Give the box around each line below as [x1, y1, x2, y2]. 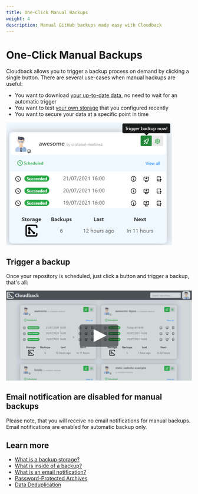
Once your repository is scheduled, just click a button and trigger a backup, [6, 273, 190, 280]
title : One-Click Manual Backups [6, 9, 88, 15]
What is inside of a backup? [14, 462, 82, 470]
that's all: [6, 279, 28, 286]
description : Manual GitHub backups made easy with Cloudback [6, 22, 162, 28]
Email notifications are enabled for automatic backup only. [6, 423, 147, 430]
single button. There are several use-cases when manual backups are [6, 74, 176, 81]
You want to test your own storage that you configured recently [14, 104, 169, 112]
